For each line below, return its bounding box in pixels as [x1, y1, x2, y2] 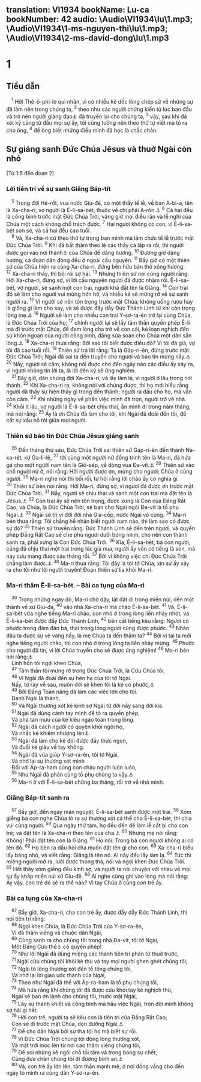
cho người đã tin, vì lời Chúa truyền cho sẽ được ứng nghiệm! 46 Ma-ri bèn [6, 646, 190, 654]
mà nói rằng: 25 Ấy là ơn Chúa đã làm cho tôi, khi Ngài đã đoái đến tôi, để [6, 409, 187, 417]
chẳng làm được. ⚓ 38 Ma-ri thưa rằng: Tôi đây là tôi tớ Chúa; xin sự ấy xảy [6, 558, 190, 567]
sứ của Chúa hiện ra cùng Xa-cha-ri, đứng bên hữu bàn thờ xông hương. [6, 263, 185, 270]
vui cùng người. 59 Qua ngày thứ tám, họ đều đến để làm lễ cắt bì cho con [6, 821, 188, 829]
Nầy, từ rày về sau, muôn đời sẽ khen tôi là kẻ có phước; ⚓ [11, 681, 155, 688]
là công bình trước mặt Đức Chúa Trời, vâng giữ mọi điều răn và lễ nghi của [6, 213, 192, 220]
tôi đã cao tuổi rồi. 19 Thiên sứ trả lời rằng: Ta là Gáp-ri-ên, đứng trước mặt [6, 346, 189, 354]
